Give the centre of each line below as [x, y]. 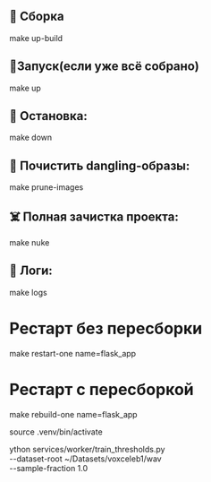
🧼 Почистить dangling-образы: [100, 165]
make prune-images [46, 187]
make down [31, 138]
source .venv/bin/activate [56, 432]
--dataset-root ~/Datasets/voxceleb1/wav [86, 459]
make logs [28, 292]
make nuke [30, 243]
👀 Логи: [31, 271]
